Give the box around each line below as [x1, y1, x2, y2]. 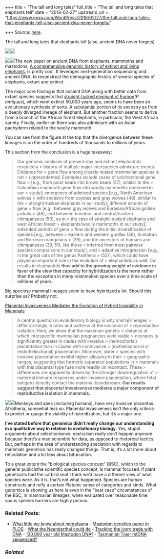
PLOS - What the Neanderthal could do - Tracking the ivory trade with [12, 526, 153, 532]
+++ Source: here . [5, 29, 42, 35]
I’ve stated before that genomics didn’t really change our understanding [5, 420, 155, 426]
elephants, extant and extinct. [5, 79, 65, 85]
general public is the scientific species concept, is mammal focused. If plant [5, 466, 155, 472]
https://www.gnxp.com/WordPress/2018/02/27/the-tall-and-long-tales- [7, 15, 151, 20]
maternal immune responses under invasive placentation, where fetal [17, 375, 156, 381]
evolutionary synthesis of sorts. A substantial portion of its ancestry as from [5, 104, 158, 110]
